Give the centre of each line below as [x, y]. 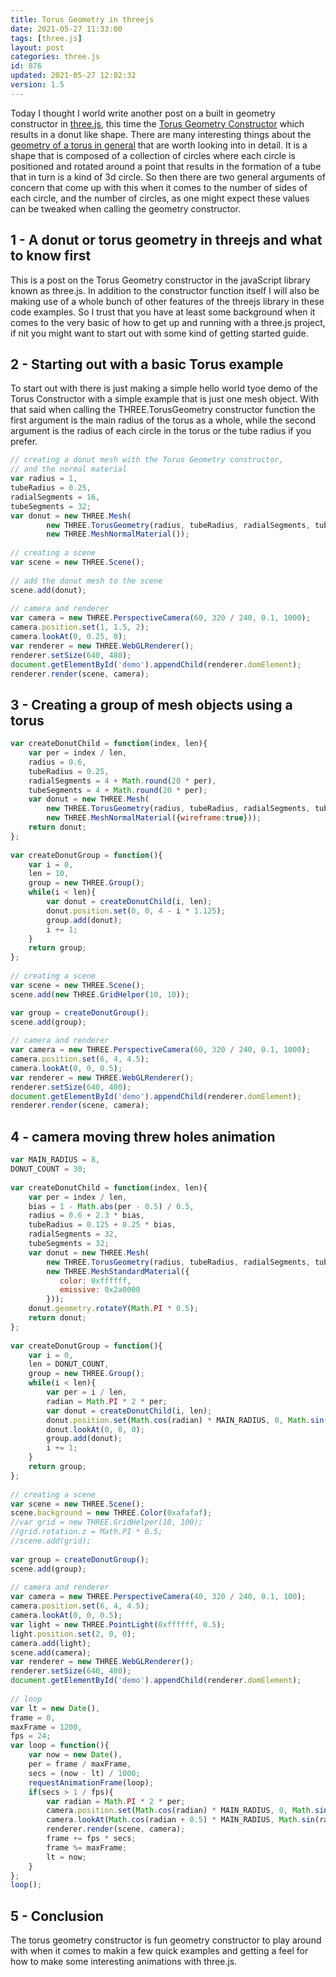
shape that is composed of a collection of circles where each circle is [153, 155]
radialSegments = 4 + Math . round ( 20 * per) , [122, 781]
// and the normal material [69, 469]
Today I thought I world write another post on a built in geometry [143, 113]
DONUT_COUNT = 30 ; [48, 1169]
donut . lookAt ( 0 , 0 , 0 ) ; [95, 1429]
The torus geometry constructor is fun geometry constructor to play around [166, 1940]
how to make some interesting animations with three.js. [124, 1962]
